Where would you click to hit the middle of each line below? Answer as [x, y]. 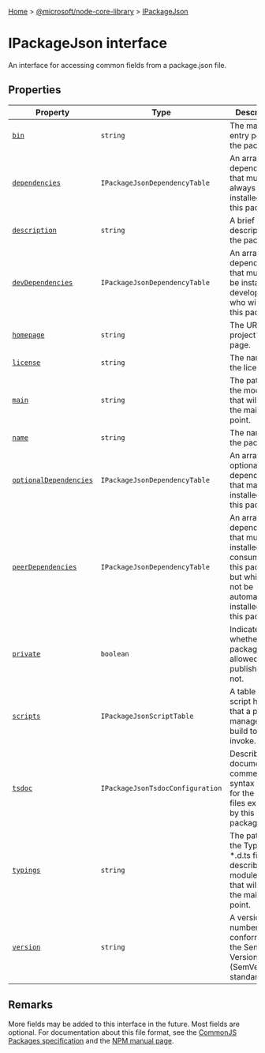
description [35, 230]
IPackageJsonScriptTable [147, 716]
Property [52, 112]
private [26, 654]
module [244, 874]
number [244, 927]
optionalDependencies [52, 480]
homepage [28, 335]
